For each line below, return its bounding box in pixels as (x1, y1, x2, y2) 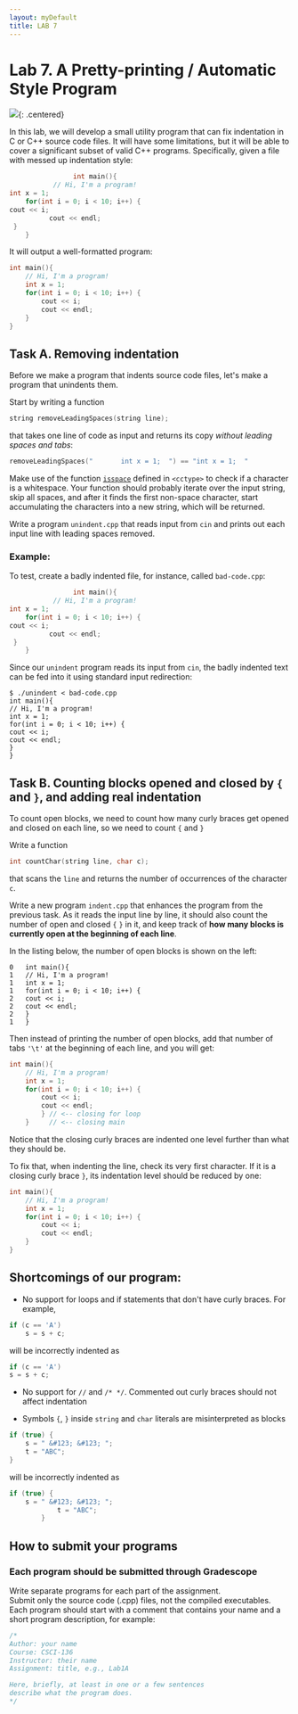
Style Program (9, 78, 117, 99)
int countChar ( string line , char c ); (9, 857, 149, 866)
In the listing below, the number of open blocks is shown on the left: (9, 945, 258, 956)
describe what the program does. (9, 1689, 133, 1698)
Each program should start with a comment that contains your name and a (9, 1604, 281, 1615)
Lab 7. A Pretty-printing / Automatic (9, 60, 277, 80)
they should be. (9, 1143, 67, 1154)
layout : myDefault (9, 12, 77, 22)
